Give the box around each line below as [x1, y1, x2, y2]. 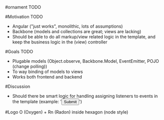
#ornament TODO [5, 4, 41, 10]
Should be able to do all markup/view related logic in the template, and [12, 34, 156, 40]
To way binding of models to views [12, 69, 83, 75]
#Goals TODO [5, 49, 33, 54]
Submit [64, 99, 77, 104]
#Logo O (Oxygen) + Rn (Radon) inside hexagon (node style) [5, 109, 129, 115]
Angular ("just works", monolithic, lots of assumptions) [12, 23, 123, 29]
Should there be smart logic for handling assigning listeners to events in [12, 93, 158, 99]
